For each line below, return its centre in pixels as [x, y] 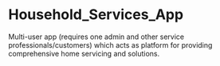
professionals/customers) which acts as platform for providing [110, 45]
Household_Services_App [96, 15]
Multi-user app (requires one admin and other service [96, 37]
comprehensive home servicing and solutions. [84, 53]
